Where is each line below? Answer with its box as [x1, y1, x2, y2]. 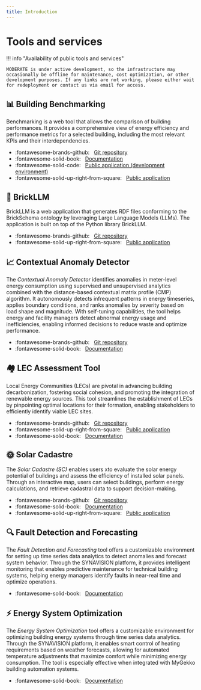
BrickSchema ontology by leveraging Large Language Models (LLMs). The [6, 214, 190, 221]
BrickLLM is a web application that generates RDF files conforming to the [6, 208, 187, 215]
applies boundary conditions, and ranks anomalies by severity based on [6, 301, 184, 309]
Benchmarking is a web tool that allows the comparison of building [6, 118, 171, 125]
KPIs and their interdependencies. [6, 137, 90, 144]
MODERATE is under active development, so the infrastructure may [6, 66, 176, 72]
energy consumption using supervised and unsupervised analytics [6, 282, 171, 289]
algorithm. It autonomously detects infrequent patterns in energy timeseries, [6, 295, 195, 302]
